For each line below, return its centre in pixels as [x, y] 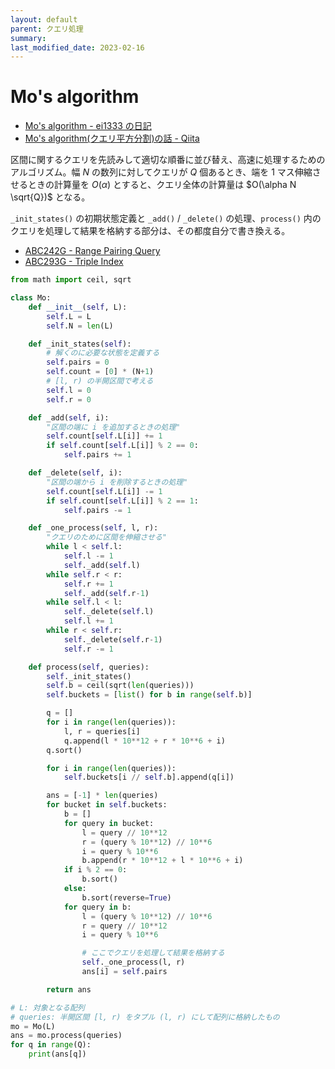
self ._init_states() [89, 676]
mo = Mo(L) [33, 1026]
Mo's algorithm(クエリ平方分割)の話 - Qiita [112, 138]
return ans [69, 989]
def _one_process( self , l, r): [93, 528]
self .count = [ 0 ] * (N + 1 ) [100, 372]
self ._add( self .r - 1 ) [106, 593]
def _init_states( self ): [80, 344]
